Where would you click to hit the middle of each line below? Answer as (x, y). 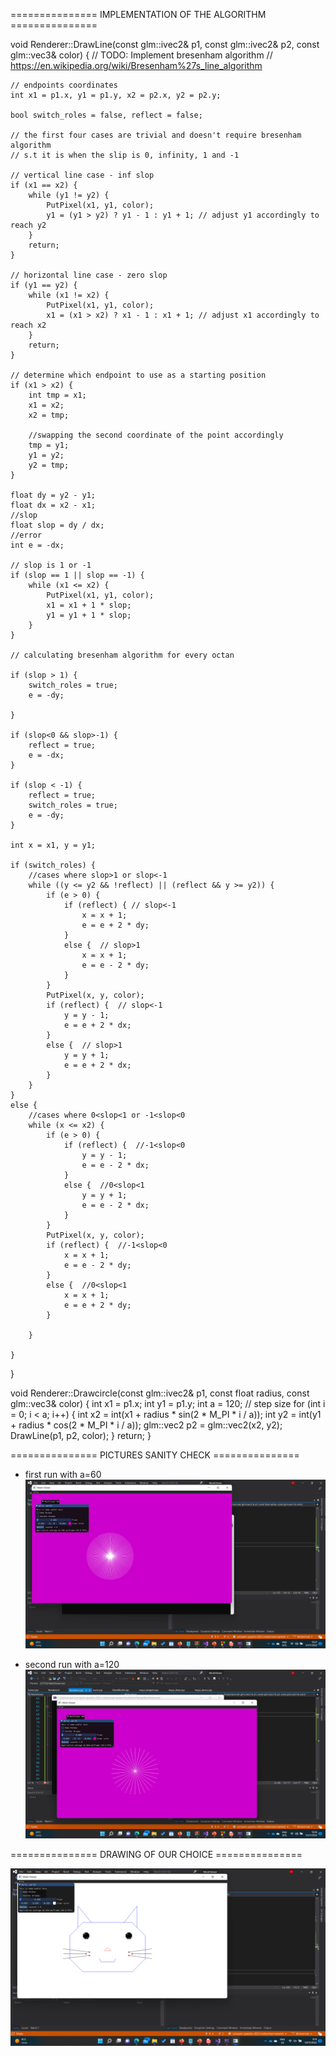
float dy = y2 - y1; (53, 495)
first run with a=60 (63, 1474)
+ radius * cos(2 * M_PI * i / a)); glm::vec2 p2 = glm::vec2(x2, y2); (146, 1425)
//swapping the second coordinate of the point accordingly (156, 435)
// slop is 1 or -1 (51, 565)
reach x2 (28, 325)
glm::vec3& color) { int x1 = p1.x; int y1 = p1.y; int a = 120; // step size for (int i (168, 1403)
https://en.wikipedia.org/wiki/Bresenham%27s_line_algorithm (136, 65)
